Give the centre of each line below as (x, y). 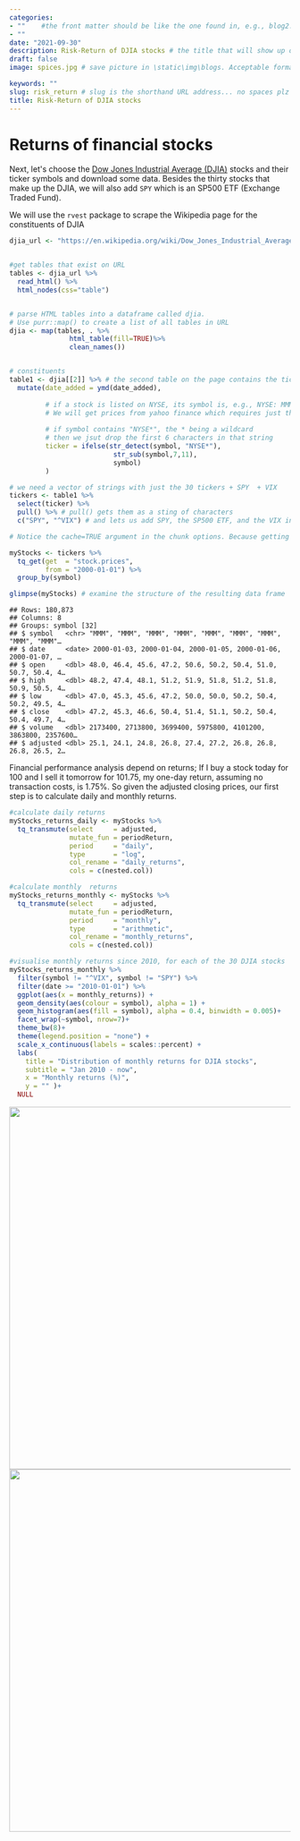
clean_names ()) (97, 347)
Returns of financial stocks (111, 145)
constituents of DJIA (47, 225)
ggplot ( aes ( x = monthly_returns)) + (85, 994)
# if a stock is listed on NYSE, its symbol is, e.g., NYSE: (161, 405)
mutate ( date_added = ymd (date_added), (90, 388)
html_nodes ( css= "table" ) (63, 290)
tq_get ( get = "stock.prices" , (75, 561)
